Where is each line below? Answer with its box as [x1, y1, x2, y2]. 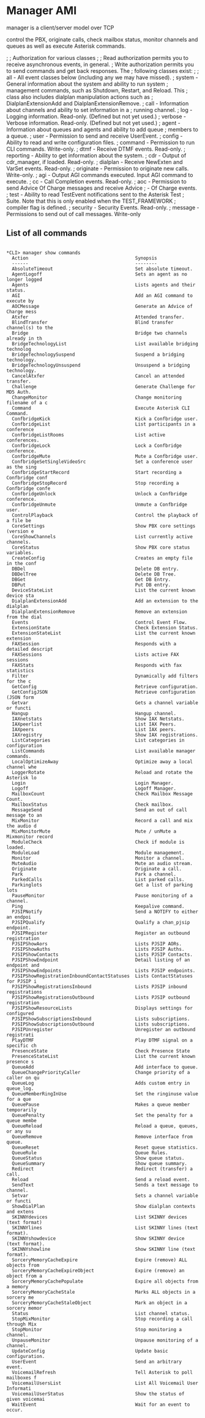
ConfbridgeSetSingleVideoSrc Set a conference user [12, 459, 193, 465]
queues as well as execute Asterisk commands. [6, 42, 126, 50]
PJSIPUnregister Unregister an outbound [12, 1026, 196, 1032]
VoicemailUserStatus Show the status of [12, 1390, 185, 1397]
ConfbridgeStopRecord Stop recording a [12, 480, 179, 486]
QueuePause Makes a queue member [12, 1101, 190, 1108]
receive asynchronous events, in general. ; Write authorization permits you [6, 61, 194, 68]
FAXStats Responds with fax [12, 662, 182, 668]
